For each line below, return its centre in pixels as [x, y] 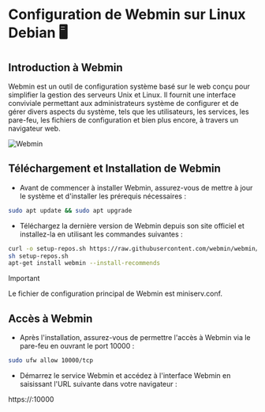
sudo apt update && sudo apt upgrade [70, 210]
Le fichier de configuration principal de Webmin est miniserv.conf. [116, 293]
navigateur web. [34, 129]
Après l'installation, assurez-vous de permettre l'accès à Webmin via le [135, 338]
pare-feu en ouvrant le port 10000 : [77, 346]
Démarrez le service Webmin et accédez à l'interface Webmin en [125, 376]
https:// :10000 [31, 399]
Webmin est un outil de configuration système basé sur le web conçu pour [129, 86]
